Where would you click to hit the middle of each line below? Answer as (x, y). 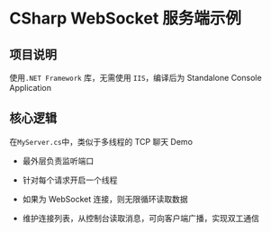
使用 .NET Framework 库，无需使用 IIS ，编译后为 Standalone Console (136, 78)
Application (31, 88)
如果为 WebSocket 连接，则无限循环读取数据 (105, 199)
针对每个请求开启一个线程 (70, 180)
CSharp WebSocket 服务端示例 (125, 18)
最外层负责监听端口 (58, 161)
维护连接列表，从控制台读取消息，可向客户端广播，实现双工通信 (140, 218)
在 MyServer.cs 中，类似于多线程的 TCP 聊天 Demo (101, 141)
